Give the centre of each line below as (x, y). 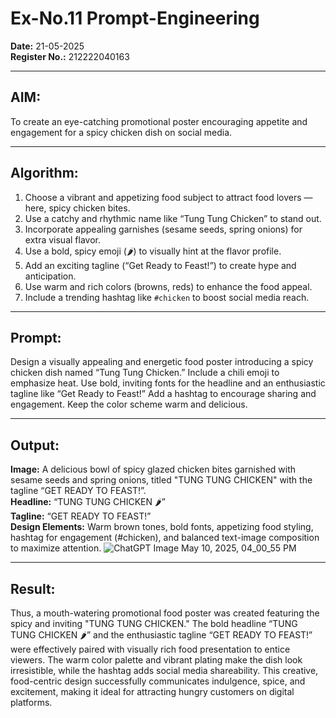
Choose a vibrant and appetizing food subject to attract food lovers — (168, 197)
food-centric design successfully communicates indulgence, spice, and (158, 681)
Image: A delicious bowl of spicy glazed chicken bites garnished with (153, 469)
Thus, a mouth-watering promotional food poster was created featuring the (165, 613)
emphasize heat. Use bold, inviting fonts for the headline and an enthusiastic (168, 383)
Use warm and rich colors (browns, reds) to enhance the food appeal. (168, 286)
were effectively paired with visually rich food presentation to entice (150, 649)
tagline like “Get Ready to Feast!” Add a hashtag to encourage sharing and (163, 394)
